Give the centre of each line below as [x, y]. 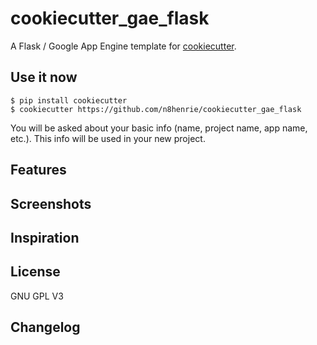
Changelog [45, 327]
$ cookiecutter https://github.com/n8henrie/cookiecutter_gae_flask [156, 109]
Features [38, 170]
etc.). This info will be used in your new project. [108, 138]
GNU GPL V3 [37, 296]
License [35, 272]
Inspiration [45, 237]
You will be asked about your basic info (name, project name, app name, [159, 128]
